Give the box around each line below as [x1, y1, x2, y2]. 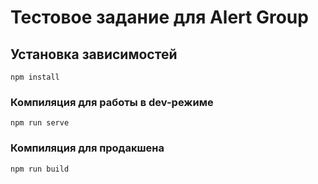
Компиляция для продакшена [10, 141, 165, 155]
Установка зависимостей [10, 46, 178, 63]
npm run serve [10, 118, 70, 128]
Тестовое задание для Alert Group [10, 6, 309, 29]
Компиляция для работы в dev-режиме [10, 95, 214, 109]
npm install [10, 72, 60, 82]
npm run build [10, 164, 70, 174]
